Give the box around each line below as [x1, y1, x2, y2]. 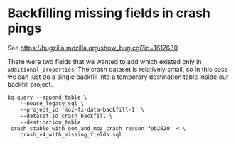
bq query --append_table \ [7, 94, 87, 101]
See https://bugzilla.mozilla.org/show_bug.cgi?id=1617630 [7, 43, 178, 52]
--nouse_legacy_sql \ [20, 100, 84, 107]
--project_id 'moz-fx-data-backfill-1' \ [20, 106, 144, 113]
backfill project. [7, 80, 53, 88]
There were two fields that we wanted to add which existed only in [7, 57, 202, 65]
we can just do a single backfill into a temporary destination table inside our [7, 72, 229, 81]
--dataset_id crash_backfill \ [20, 112, 113, 119]
